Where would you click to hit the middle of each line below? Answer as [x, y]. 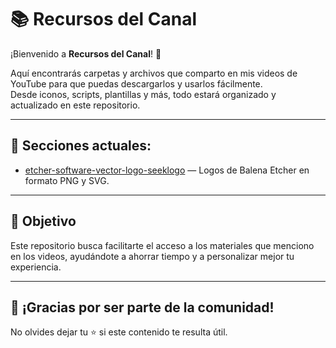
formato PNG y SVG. [67, 180]
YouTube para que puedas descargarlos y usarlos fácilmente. [136, 83]
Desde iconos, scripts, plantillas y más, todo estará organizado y [143, 94]
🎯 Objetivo [43, 221]
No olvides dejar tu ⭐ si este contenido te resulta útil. [119, 332]
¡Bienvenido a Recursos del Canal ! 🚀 [86, 53]
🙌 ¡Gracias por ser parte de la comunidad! [142, 307]
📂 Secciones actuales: [81, 146]
